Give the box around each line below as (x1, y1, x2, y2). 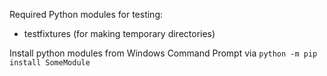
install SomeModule (9, 58, 91, 68)
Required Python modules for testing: (9, 9, 164, 20)
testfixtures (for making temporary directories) (23, 28, 216, 39)
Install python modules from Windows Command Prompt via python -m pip (9, 47, 318, 59)
